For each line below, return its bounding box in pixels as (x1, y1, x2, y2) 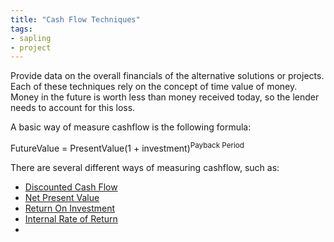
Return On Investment (24, 202, 116, 214)
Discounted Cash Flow (24, 181, 118, 193)
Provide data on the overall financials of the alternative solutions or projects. (10, 70, 325, 82)
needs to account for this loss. (10, 102, 136, 114)
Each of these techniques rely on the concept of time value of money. (10, 81, 298, 93)
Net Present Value (24, 191, 100, 203)
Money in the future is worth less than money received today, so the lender (10, 91, 320, 103)
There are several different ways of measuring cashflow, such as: (10, 161, 280, 173)
